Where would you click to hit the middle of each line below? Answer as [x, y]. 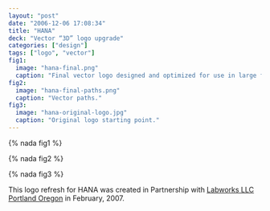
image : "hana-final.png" [57, 68]
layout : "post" [34, 16]
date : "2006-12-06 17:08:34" [57, 23]
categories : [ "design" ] [48, 46]
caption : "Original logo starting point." [88, 120]
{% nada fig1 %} [35, 143]
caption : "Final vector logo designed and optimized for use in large [136, 75]
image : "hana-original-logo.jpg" [72, 113]
